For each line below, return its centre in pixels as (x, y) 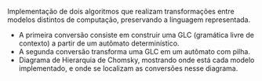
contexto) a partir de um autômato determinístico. (99, 43)
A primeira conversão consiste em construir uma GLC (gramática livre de (136, 35)
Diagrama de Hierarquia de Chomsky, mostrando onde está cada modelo (136, 60)
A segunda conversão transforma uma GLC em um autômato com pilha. (134, 52)
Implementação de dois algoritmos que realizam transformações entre (121, 11)
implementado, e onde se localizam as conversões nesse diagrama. (128, 68)
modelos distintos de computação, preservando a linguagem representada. (129, 20)
